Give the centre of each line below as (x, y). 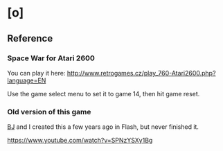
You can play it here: (36, 73)
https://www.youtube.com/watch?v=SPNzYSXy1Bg (80, 141)
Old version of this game (49, 112)
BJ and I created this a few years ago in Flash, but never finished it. (103, 127)
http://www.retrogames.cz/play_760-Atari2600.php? (141, 73)
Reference (30, 38)
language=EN (27, 80)
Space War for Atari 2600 (51, 58)
